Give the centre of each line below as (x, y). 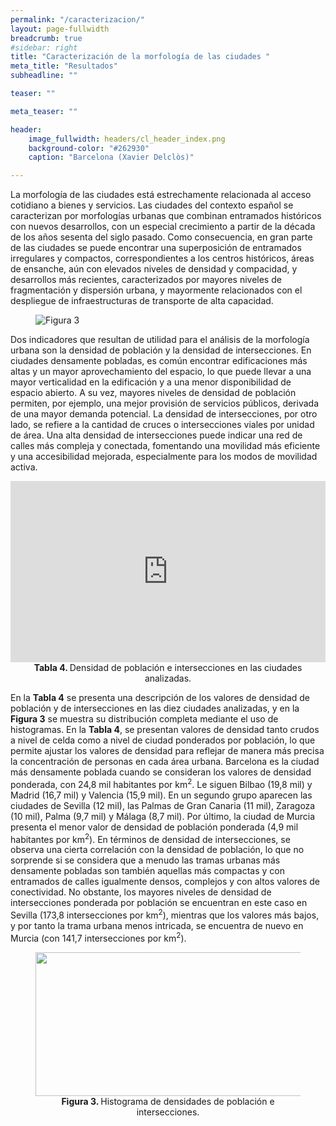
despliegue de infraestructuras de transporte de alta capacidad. (142, 301)
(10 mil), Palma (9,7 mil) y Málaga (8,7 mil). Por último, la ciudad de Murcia (163, 816)
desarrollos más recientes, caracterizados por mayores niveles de (146, 280)
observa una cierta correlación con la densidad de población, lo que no (157, 850)
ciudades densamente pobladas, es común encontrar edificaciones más (159, 361)
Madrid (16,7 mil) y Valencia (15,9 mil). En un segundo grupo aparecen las (161, 795)
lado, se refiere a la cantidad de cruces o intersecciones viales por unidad (162, 425)
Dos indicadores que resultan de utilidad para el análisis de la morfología (160, 340)
